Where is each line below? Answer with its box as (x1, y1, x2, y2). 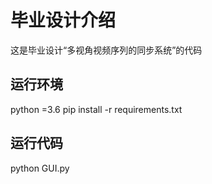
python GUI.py (10, 162, 70, 174)
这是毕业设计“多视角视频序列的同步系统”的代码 (10, 44, 203, 56)
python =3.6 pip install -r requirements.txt (10, 103, 183, 115)
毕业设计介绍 (10, 9, 117, 32)
